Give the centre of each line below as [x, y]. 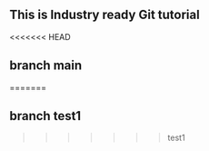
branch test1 [45, 116]
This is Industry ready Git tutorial [104, 15]
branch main [46, 66]
